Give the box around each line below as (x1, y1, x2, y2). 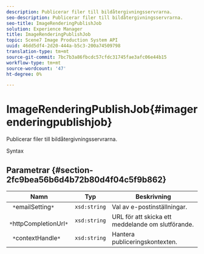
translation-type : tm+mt (6, 49, 69, 55)
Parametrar (6, 165, 50, 175)
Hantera (112, 230, 135, 238)
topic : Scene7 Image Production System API (6, 37, 118, 43)
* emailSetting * (12, 203, 55, 211)
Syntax (6, 147, 24, 155)
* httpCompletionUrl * (9, 219, 69, 228)
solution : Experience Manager (6, 26, 83, 32)
